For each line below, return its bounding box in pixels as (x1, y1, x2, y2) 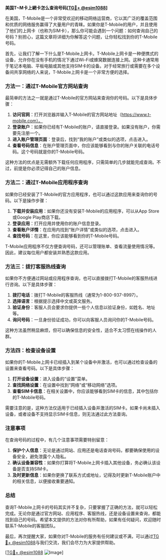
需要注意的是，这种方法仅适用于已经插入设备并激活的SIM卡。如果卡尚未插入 (5, 405, 161, 411)
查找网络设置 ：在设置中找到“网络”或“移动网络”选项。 (12, 382, 120, 388)
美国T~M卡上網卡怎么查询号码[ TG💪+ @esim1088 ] (5, 5, 108, 10)
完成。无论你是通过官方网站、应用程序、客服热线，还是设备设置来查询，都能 (5, 510, 161, 516)
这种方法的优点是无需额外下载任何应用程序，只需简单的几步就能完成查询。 (5, 159, 157, 165)
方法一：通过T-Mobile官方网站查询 (5, 83, 88, 90)
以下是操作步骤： (13, 198, 48, 204)
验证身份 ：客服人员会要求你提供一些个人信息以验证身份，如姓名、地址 (12, 304, 156, 310)
